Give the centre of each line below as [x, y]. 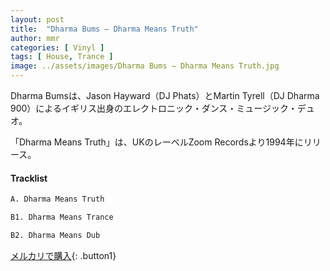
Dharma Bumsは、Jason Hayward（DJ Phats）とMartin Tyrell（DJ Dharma [165, 95]
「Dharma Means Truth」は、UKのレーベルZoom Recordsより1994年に [157, 142]
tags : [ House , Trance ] [62, 57]
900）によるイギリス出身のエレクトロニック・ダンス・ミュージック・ [154, 108]
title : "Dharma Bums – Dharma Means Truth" [104, 29]
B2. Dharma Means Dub [55, 235]
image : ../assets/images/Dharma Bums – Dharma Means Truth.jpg [145, 66]
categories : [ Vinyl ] [57, 47]
